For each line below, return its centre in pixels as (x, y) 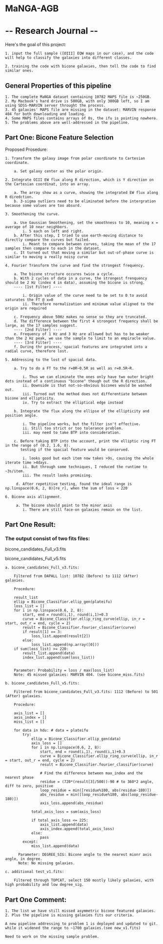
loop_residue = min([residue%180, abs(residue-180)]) (96, 791)
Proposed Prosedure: (26, 149)
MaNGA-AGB (32, 9)
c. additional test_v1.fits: (35, 872)
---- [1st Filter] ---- (38, 287)
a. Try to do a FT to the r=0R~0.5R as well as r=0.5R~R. (74, 368)
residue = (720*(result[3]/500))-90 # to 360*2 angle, (97, 782)
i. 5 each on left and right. (53, 231)
